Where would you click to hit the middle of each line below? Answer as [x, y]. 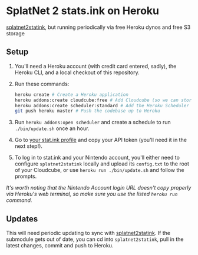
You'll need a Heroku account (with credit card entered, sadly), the [95, 66]
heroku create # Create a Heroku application [71, 95]
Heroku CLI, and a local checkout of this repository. [77, 72]
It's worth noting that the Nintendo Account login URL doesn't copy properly [99, 188]
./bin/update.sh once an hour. [52, 128]
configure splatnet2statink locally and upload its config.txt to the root [102, 164]
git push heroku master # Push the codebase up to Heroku [87, 111]
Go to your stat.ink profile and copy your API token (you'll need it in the [101, 140]
